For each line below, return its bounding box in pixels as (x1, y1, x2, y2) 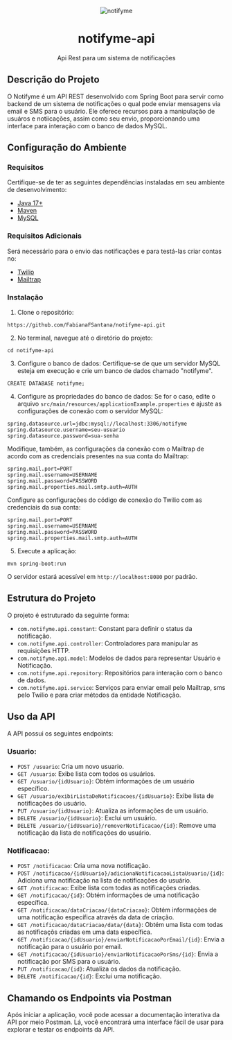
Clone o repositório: (17, 309, 74, 317)
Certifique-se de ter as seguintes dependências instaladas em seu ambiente (7, 178, 225, 187)
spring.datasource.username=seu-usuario (7, 426, 126, 433)
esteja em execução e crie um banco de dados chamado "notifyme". (17, 367, 213, 375)
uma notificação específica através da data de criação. (17, 913, 175, 921)
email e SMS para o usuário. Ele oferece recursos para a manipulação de (7, 107, 215, 115)
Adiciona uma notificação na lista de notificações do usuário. (17, 876, 192, 885)
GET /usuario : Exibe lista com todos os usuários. (17, 770, 156, 778)
